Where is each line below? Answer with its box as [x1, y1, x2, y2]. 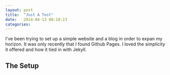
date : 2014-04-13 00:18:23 [5, 17, 67, 22]
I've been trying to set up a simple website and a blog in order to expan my [5, 36, 162, 42]
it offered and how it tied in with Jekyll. [5, 46, 87, 53]
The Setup [5, 61, 39, 70]
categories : [5, 21, 31, 27]
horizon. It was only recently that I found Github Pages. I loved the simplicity [5, 41, 165, 47]
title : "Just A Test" [5, 12, 54, 17]
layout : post [5, 7, 33, 13]
